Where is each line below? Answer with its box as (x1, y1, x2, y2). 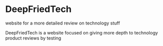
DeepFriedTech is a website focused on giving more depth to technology (5, 29, 158, 35)
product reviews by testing (5, 35, 62, 41)
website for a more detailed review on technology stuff (5, 20, 120, 26)
